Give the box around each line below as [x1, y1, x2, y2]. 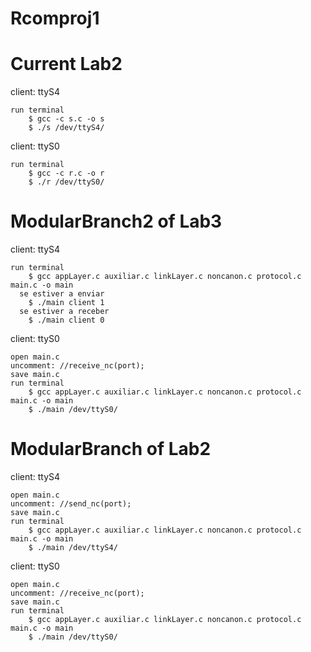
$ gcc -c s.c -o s [28, 114, 105, 124]
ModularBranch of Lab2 [10, 438, 212, 461]
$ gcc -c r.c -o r [28, 168, 105, 179]
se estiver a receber [19, 307, 110, 317]
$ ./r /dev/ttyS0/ [28, 177, 105, 187]
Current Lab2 [10, 53, 123, 76]
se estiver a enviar [19, 289, 105, 299]
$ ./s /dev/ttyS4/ [28, 123, 105, 133]
